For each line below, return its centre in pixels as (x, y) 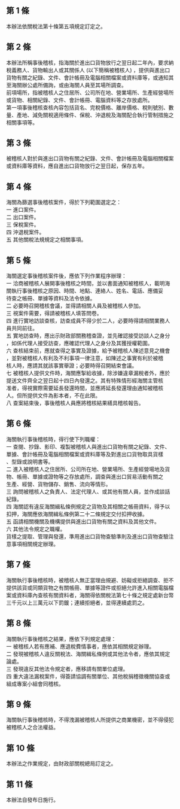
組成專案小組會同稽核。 (35, 683)
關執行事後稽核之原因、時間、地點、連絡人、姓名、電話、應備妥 (85, 291)
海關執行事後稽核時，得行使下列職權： (53, 439)
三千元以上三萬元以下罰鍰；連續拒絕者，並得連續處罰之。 (77, 603)
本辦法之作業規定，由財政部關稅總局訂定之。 (61, 764)
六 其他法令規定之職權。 (36, 529)
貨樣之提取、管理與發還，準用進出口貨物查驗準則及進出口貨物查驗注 (90, 536)
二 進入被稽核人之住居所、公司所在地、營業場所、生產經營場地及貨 (88, 469)
